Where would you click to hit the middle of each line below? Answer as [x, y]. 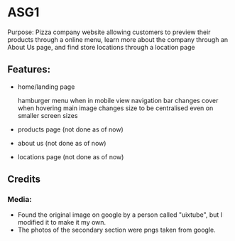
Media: [20, 200]
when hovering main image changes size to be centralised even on [115, 108]
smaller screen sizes [48, 115]
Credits [24, 180]
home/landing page [46, 87]
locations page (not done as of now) [71, 156]
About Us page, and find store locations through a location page [101, 47]
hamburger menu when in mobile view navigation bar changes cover [118, 100]
